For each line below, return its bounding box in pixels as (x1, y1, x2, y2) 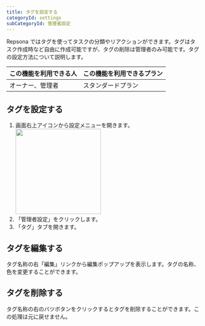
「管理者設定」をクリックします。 (15, 215, 101, 223)
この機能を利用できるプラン (82, 69, 163, 78)
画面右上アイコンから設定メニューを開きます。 (15, 122, 133, 129)
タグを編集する (6, 243, 63, 254)
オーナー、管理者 (9, 81, 59, 90)
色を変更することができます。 (6, 268, 82, 275)
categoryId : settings (6, 15, 62, 21)
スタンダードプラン (82, 81, 139, 90)
